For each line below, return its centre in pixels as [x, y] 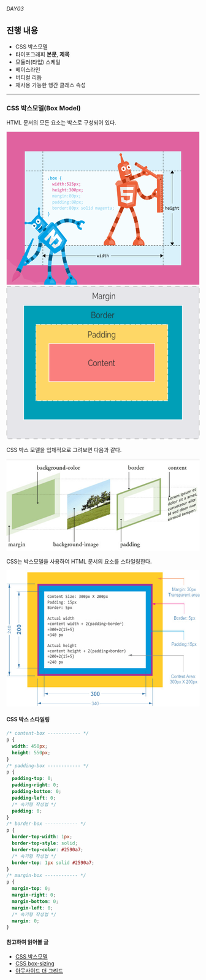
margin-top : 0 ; [31, 889]
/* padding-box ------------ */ [48, 766]
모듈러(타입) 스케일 [38, 62]
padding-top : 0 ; [32, 779]
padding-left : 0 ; [34, 798]
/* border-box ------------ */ [46, 824]
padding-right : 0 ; [36, 785]
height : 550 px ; [31, 752]
